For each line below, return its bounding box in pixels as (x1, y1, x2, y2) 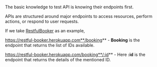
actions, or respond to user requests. (5, 19, 79, 24)
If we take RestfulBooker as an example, (5, 28, 85, 33)
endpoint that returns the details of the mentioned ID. (5, 57, 111, 62)
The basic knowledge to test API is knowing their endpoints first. (5, 4, 134, 10)
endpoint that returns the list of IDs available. (5, 42, 95, 48)
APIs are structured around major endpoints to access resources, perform (5, 13, 153, 19)
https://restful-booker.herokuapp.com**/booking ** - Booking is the (5, 37, 140, 43)
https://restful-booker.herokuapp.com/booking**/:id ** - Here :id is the (5, 52, 145, 57)
